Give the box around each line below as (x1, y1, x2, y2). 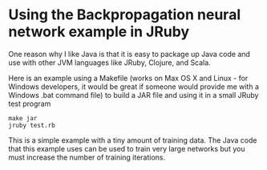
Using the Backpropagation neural (8, 6, 241, 24)
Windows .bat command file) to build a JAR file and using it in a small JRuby (8, 90, 259, 99)
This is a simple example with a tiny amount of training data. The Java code (8, 135, 257, 145)
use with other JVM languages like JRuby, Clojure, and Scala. (8, 58, 211, 67)
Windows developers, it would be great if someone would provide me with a (8, 82, 259, 91)
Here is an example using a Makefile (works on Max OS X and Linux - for (8, 73, 249, 83)
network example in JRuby (8, 22, 190, 41)
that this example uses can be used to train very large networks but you (8, 144, 245, 153)
